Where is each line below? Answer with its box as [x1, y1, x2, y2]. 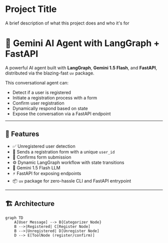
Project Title [5, 3, 57, 15]
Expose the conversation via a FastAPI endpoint [12, 110, 111, 116]
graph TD [5, 215, 23, 220]
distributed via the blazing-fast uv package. [5, 70, 94, 76]
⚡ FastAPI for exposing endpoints [12, 170, 81, 176]
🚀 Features [5, 130, 39, 138]
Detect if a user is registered [12, 89, 71, 95]
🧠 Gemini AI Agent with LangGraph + [5, 37, 160, 49]
